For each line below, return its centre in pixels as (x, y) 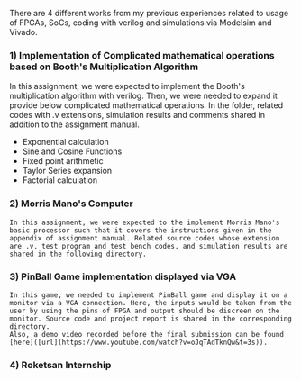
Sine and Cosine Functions (72, 151)
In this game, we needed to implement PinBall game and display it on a (149, 295)
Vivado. (23, 32)
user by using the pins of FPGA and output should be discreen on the (145, 311)
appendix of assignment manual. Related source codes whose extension (145, 238)
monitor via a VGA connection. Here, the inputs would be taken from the (151, 303)
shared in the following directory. (78, 254)
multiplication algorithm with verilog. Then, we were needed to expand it (143, 96)
